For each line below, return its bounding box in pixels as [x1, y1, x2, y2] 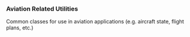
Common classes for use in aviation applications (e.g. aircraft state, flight [6, 18, 185, 25]
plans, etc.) [6, 24, 34, 31]
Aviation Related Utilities [6, 5, 78, 13]
